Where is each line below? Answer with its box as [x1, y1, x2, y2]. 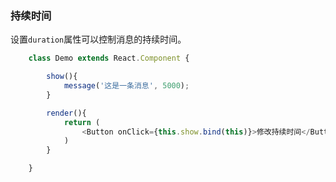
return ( [63, 117, 101, 127]
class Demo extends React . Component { [28, 53, 190, 64]
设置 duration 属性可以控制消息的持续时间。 [10, 33, 187, 46]
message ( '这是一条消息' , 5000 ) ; [63, 81, 190, 91]
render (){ [46, 108, 87, 118]
